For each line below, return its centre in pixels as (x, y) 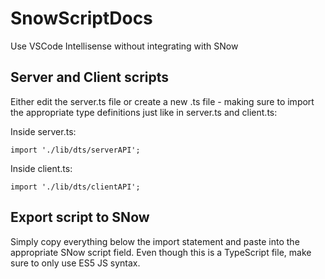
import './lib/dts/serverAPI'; (75, 150)
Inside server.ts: (43, 131)
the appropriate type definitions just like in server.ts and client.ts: (144, 112)
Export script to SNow (80, 217)
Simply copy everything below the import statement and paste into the (155, 241)
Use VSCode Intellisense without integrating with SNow (124, 46)
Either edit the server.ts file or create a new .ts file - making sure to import (162, 101)
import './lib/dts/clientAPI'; (75, 187)
